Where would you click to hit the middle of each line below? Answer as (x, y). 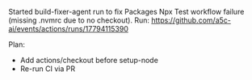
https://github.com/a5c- (191, 20)
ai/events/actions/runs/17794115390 (69, 29)
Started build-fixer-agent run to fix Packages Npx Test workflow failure (126, 12)
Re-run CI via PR (47, 69)
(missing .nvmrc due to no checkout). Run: (79, 20)
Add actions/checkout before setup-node (89, 60)
